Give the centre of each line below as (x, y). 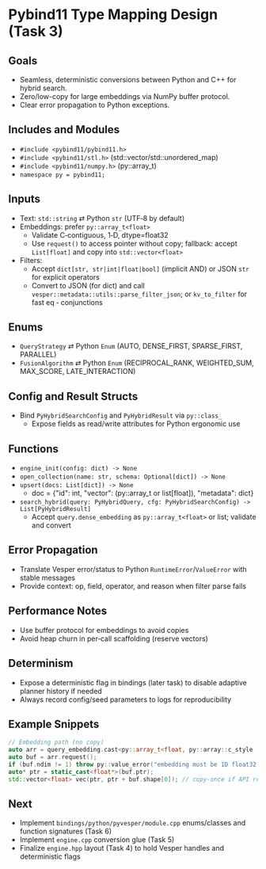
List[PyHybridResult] (55, 509)
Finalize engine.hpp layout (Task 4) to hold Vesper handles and (122, 848)
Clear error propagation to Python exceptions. (95, 105)
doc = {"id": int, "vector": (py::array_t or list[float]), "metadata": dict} (142, 494)
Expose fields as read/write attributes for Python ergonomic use (136, 424)
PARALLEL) (38, 355)
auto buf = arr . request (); (53, 757)
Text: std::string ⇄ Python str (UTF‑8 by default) (102, 218)
